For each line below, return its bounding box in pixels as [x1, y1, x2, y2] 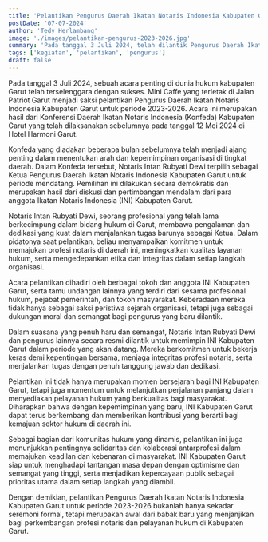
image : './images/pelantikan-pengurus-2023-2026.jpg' [8, 34, 191, 42]
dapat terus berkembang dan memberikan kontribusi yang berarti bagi [8, 410, 239, 420]
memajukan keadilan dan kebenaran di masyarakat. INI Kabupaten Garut [8, 451, 246, 460]
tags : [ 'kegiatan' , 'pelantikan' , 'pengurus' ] [8, 49, 166, 57]
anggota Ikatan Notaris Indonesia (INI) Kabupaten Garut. [8, 195, 193, 205]
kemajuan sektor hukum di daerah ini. [8, 419, 132, 428]
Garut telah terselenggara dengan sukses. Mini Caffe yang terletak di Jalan [8, 86, 254, 96]
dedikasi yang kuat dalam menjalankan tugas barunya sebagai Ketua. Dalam [8, 228, 258, 237]
